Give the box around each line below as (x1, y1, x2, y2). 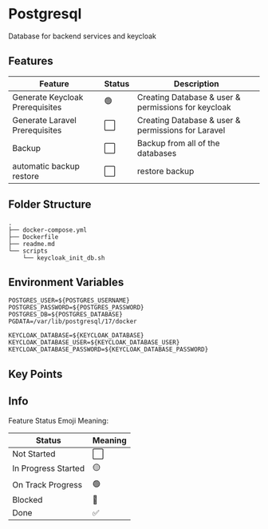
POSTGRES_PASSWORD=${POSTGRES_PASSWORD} (8, 304, 145, 312)
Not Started (12, 448, 56, 459)
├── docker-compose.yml (8, 225, 88, 234)
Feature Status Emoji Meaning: (8, 416, 109, 425)
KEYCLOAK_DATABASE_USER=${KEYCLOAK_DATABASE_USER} (8, 339, 180, 347)
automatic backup (12, 161, 80, 172)
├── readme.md (8, 240, 56, 248)
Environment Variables (8, 275, 124, 288)
